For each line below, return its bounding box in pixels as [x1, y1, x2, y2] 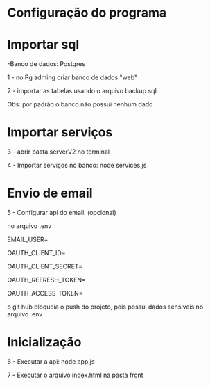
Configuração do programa [7, 5, 167, 21]
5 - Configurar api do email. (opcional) [7, 209, 116, 216]
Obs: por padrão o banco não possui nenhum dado [7, 100, 153, 108]
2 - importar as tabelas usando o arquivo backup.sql [7, 87, 157, 95]
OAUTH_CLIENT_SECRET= [7, 262, 83, 271]
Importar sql [7, 37, 80, 53]
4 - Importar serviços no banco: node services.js [7, 161, 147, 170]
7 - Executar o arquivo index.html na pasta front [7, 371, 143, 379]
